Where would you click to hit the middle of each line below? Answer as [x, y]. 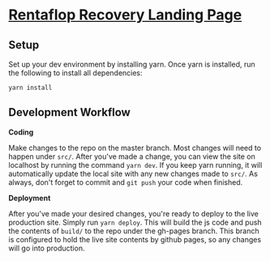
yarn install [30, 88]
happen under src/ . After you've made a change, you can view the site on [132, 156]
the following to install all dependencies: [76, 73]
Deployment [30, 198]
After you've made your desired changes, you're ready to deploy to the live [134, 213]
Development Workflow [70, 112]
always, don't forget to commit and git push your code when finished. [126, 182]
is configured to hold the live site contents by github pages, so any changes [135, 239]
